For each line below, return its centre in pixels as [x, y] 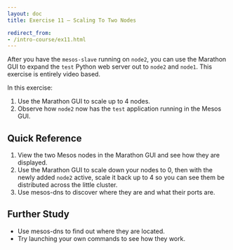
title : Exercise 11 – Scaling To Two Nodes [72, 20]
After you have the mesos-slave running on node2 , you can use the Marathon [117, 60]
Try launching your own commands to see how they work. [101, 238]
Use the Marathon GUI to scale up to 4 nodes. [84, 102]
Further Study [39, 214]
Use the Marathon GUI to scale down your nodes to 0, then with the [115, 170]
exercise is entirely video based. [54, 74]
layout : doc [25, 14]
